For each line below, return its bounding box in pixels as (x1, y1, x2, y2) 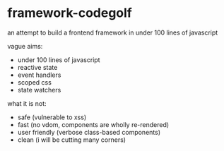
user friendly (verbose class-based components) (17, 128, 161, 136)
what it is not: (7, 99, 47, 107)
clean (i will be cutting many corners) (17, 135, 126, 144)
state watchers (17, 85, 61, 94)
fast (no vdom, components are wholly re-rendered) (17, 120, 170, 128)
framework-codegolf (7, 5, 132, 21)
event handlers (17, 71, 61, 79)
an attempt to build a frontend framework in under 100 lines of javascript (7, 28, 218, 37)
